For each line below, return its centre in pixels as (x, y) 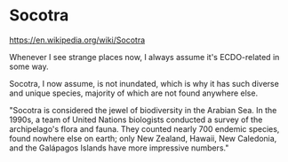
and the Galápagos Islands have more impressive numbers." (119, 148)
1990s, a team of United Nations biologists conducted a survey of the (136, 120)
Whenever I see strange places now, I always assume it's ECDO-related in (144, 57)
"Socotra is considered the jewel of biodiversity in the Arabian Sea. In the (143, 110)
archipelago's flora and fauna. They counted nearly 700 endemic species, (144, 128)
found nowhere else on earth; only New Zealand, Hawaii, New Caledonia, (143, 138)
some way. (29, 66)
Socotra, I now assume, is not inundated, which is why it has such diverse (144, 83)
